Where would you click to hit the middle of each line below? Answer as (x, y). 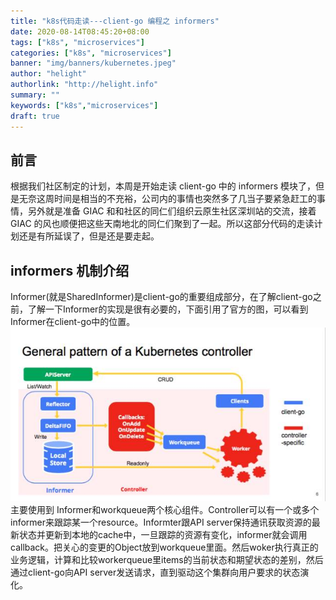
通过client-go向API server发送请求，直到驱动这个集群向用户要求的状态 (155, 572)
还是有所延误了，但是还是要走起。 (89, 236)
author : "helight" (48, 74)
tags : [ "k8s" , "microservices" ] (77, 42)
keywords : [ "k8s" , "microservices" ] (84, 105)
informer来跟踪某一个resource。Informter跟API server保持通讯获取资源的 (161, 522)
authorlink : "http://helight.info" (84, 85)
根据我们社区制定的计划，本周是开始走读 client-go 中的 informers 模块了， (163, 186)
